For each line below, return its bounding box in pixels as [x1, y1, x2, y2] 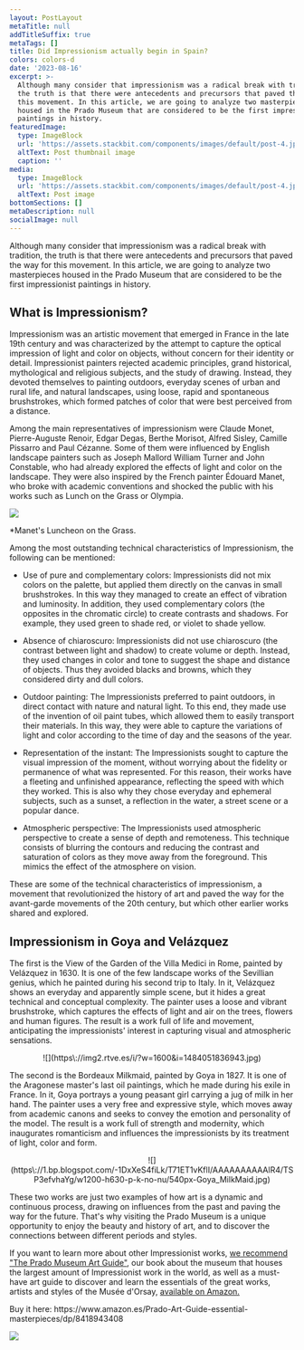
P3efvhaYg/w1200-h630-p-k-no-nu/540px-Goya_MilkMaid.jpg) [33, 1174, 271, 1185]
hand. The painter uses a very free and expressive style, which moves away [9, 1099, 293, 1110]
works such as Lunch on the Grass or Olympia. [9, 491, 184, 502]
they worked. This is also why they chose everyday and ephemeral [22, 786, 271, 797]
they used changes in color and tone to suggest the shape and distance [22, 655, 290, 665]
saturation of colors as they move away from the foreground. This [22, 852, 268, 863]
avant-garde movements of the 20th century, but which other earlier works [9, 898, 290, 909]
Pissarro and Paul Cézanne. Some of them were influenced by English [9, 443, 270, 454]
